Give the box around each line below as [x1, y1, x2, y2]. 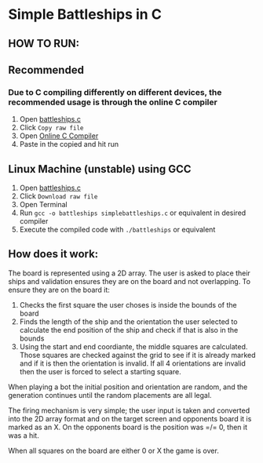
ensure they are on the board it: [8, 285, 110, 294]
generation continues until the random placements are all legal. [8, 390, 212, 399]
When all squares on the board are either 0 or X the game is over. [8, 446, 220, 455]
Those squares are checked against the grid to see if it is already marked [19, 350, 257, 359]
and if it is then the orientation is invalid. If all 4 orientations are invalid [19, 359, 246, 368]
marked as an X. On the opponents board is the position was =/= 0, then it [8, 422, 248, 432]
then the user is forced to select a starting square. [19, 366, 182, 376]
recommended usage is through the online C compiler [8, 97, 217, 108]
